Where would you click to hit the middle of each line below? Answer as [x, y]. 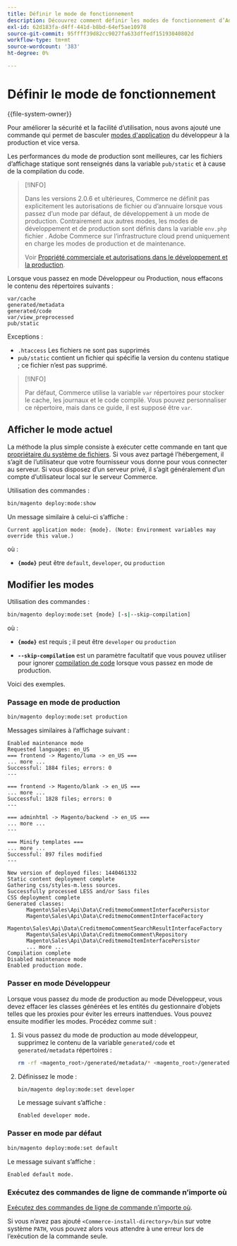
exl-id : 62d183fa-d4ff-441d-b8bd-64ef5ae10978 [77, 27]
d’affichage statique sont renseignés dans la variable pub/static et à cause [116, 164]
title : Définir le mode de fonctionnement [71, 14]
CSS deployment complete [44, 898]
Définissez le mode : [47, 1076]
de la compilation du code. [46, 171]
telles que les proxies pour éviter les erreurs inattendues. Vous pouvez [110, 1014]
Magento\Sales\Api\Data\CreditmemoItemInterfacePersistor [113, 941]
